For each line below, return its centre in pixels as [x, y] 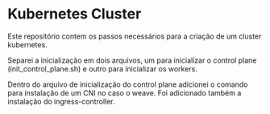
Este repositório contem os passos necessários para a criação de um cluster [135, 36]
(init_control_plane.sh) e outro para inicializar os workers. [103, 68]
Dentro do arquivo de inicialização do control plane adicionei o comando [128, 84]
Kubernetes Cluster [75, 14]
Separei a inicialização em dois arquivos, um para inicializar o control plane [132, 60]
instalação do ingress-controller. [61, 101]
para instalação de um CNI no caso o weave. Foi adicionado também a [125, 92]
